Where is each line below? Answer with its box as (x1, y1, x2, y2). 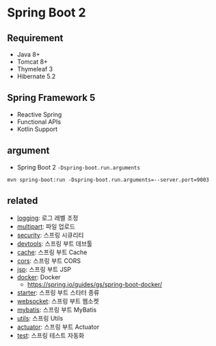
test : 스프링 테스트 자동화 (16, 332, 85, 340)
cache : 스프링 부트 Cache (16, 249, 87, 257)
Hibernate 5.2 (16, 72, 56, 80)
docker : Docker (16, 273, 61, 281)
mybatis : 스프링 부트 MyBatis (16, 305, 97, 314)
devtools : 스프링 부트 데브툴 (16, 240, 93, 248)
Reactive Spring (16, 110, 62, 118)
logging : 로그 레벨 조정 (16, 214, 79, 222)
